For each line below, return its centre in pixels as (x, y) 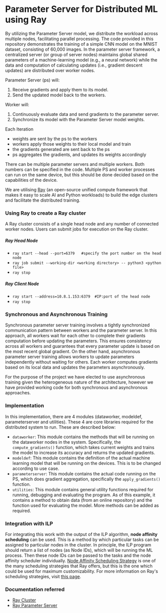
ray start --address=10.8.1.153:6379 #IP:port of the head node (81, 297)
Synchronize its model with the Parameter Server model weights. (79, 119)
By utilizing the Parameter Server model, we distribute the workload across (82, 33)
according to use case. (36, 468)
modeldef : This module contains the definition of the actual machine (81, 458)
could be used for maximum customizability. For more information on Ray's (82, 571)
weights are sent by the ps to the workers (55, 139)
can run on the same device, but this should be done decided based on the (82, 174)
